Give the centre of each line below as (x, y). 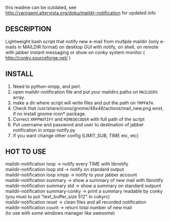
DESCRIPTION (28, 29)
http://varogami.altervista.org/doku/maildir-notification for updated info (81, 13)
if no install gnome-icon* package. (49, 114)
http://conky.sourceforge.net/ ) (38, 58)
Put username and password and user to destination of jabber (78, 124)
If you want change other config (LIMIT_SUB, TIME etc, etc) (75, 135)
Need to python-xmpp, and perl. (47, 86)
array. (19, 97)
